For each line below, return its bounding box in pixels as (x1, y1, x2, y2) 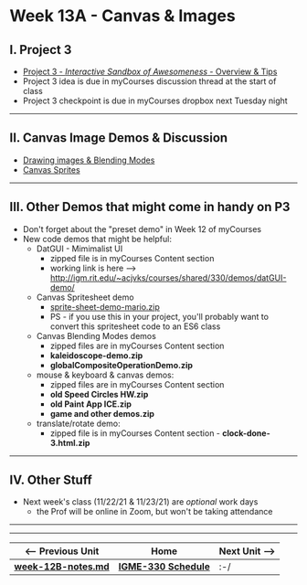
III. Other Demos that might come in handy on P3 (9, 199, 291, 215)
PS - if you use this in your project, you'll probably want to (49, 311, 270, 322)
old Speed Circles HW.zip (49, 388, 149, 399)
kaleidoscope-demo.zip (49, 349, 143, 361)
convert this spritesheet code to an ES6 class (49, 321, 221, 332)
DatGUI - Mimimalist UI (36, 243, 123, 254)
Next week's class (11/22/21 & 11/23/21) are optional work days (22, 496, 259, 507)
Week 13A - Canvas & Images (9, 5, 236, 27)
